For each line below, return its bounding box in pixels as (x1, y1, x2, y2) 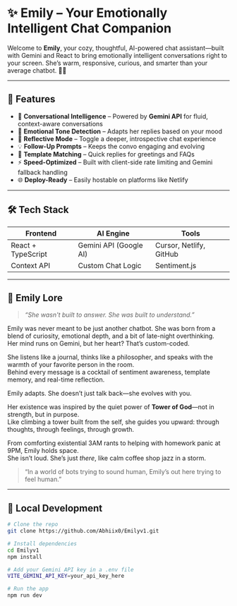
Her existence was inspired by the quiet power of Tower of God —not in (7, 403, 215, 411)
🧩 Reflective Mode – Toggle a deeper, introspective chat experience (17, 134, 217, 143)
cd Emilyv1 (7, 547, 39, 554)
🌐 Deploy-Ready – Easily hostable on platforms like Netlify (17, 175, 188, 184)
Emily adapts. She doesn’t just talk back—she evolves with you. (7, 389, 192, 398)
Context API (11, 260, 51, 270)
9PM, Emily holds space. (7, 447, 79, 455)
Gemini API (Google (78, 240, 143, 250)
